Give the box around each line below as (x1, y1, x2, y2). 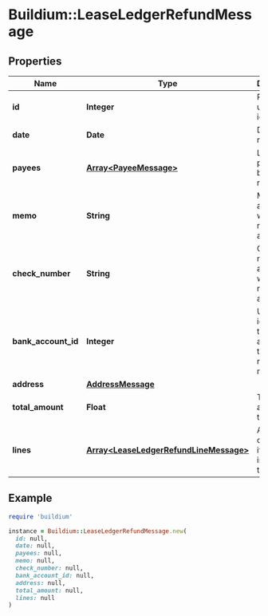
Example (8, 492, 53, 505)
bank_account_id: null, (15, 571, 94, 579)
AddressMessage (86, 379, 156, 389)
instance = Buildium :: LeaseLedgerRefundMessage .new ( (8, 527, 187, 535)
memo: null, (15, 557, 56, 565)
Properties (8, 54, 62, 68)
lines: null (15, 594, 56, 602)
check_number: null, (15, 564, 84, 572)
